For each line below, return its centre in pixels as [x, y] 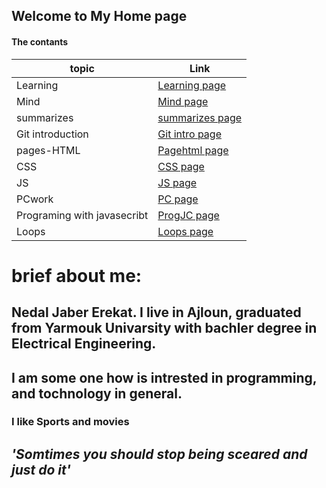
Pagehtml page [193, 150]
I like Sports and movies [70, 422]
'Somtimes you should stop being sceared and [159, 454]
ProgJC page [188, 215]
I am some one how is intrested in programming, [164, 377]
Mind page [183, 101]
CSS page [181, 166]
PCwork [35, 199]
